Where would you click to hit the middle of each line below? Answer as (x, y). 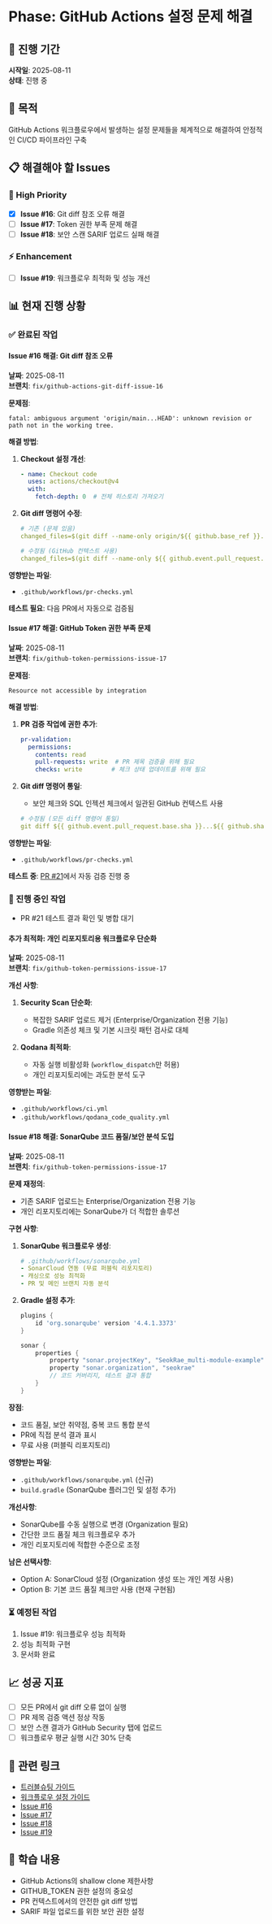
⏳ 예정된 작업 (32, 1612)
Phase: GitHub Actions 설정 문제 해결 (131, 17)
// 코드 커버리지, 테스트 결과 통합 (101, 1376)
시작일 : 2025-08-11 (40, 70)
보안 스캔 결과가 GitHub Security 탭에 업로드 (91, 1727)
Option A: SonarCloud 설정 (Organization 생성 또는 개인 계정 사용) (127, 1579)
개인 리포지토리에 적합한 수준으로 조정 (80, 1544)
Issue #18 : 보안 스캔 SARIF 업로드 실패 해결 (90, 234)
